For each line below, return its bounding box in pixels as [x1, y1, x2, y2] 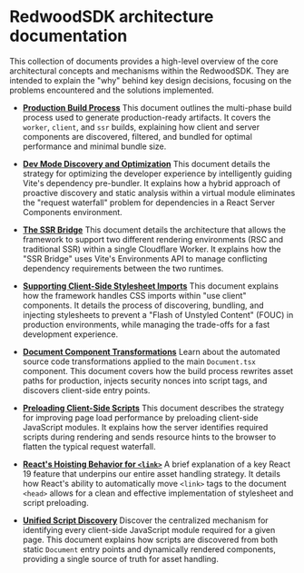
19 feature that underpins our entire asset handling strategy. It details [22, 468, 281, 479]
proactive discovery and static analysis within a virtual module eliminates [22, 187, 296, 198]
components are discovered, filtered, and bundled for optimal [22, 131, 252, 142]
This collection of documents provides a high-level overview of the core [9, 55, 279, 66]
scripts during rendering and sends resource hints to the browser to [22, 431, 277, 442]
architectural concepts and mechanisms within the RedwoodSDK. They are [9, 65, 289, 76]
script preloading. [22, 497, 89, 508]
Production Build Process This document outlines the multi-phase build [22, 102, 292, 113]
